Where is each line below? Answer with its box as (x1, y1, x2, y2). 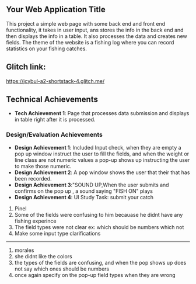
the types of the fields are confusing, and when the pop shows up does (14, 259, 187, 266)
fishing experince (14, 217, 57, 224)
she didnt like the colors (14, 252, 72, 259)
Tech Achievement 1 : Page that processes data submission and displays (14, 110, 190, 117)
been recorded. (14, 175, 52, 182)
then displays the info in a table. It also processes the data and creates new (6, 32, 188, 40)
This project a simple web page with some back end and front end (6, 20, 166, 27)
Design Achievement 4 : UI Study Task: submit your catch (14, 193, 153, 200)
